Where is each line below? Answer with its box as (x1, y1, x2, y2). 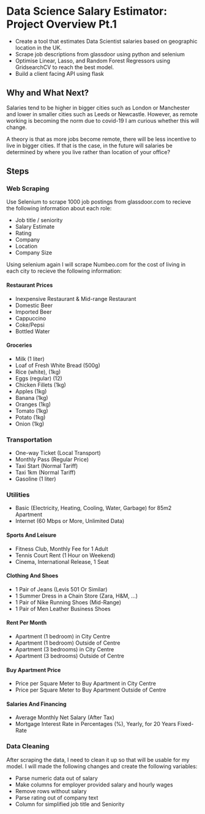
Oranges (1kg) (15, 401, 51, 408)
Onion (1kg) (15, 420, 45, 427)
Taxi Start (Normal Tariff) (15, 462, 78, 470)
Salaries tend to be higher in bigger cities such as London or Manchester (6, 104, 190, 111)
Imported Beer (15, 308, 52, 316)
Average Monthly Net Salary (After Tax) (15, 714, 115, 721)
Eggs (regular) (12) (15, 374, 62, 382)
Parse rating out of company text (15, 794, 99, 801)
